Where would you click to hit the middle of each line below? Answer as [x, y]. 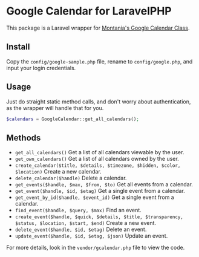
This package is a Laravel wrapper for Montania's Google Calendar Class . [98, 28]
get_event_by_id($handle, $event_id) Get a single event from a [94, 197]
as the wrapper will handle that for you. [55, 108]
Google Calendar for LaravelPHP [89, 11]
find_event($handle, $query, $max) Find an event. [78, 210]
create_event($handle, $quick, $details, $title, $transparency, [99, 217]
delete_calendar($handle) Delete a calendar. [71, 178]
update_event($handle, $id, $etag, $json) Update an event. [91, 236]
